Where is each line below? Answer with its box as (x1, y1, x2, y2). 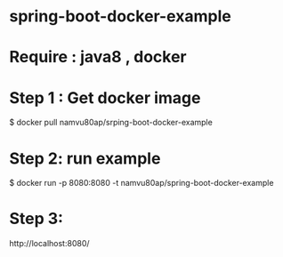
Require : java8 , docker (9, 47, 187, 68)
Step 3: (9, 209, 64, 229)
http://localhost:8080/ (9, 238, 91, 249)
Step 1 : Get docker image (9, 87, 201, 108)
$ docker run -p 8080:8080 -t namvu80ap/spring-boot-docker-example (9, 178, 274, 189)
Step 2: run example (9, 149, 161, 168)
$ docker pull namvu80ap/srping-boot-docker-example (9, 117, 214, 128)
